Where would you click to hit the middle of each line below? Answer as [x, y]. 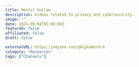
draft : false [19, 38]
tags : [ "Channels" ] [26, 56]
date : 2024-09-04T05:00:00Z [35, 24]
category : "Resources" [29, 52]
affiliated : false [25, 33]
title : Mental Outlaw [28, 10]
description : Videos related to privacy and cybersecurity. [70, 15]
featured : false [22, 29]
